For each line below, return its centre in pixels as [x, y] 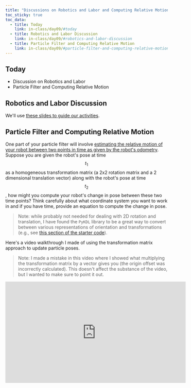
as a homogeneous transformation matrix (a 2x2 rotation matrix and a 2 [81, 172]
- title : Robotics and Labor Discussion [54, 34]
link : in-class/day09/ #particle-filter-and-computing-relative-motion [92, 48]
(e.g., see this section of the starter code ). [63, 233]
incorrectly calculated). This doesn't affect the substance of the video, [93, 269]
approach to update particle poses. [42, 248]
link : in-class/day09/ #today [46, 29]
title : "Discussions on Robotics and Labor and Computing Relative [79, 10]
